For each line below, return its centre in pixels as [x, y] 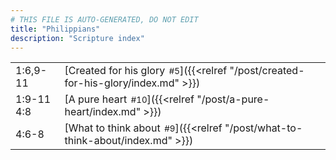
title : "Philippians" [55, 29]
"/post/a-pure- [233, 99]
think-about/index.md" [118, 141]
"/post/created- [267, 71]
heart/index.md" [103, 112]
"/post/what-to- [263, 128]
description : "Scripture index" [77, 38]
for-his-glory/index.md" [122, 83]
